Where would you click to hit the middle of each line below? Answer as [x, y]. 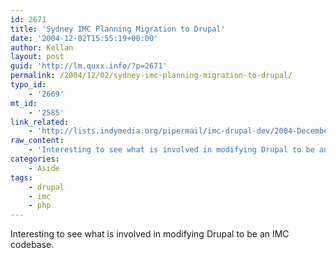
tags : [21, 177]
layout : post [37, 57]
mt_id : [24, 103]
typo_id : [28, 85]
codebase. [32, 245]
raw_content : [37, 141]
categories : [35, 159]
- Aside [44, 168]
